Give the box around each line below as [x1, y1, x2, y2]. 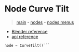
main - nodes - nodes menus [16, 19, 74, 25]
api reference [11, 34, 39, 39]
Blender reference [11, 28, 48, 34]
